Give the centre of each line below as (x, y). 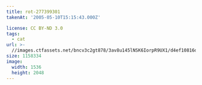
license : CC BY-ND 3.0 (35, 28)
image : (14, 61)
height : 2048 (28, 72)
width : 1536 (27, 67)
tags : (13, 34)
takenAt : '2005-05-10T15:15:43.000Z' (54, 17)
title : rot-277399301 (33, 12)
